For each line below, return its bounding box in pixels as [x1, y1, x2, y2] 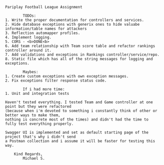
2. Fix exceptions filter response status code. [5, 78, 107, 83]
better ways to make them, [5, 113, 61, 118]
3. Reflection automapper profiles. [5, 31, 80, 36]
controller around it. [5, 48, 52, 53]
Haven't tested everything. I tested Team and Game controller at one [5, 100, 153, 105]
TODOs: [23, 13, 36, 18]
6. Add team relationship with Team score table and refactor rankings [5, 43, 155, 48]
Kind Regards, [14, 152, 43, 157]
